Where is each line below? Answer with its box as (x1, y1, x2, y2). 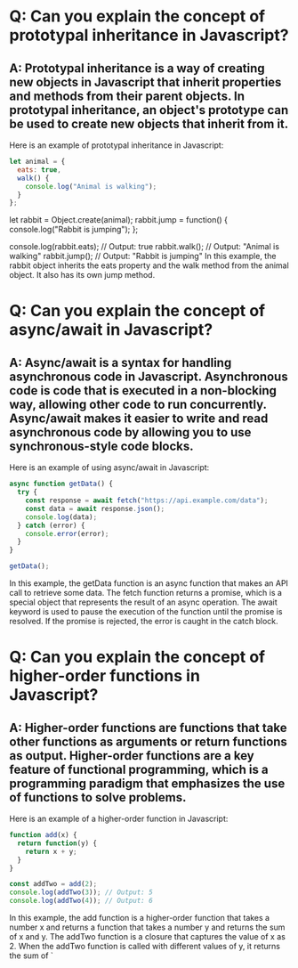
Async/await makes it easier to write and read (9, 411, 269, 426)
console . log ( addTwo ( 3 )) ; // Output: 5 (9, 888, 153, 897)
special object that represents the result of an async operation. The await (9, 597, 278, 607)
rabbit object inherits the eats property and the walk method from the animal (9, 260, 289, 271)
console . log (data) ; (25, 512, 98, 522)
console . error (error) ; (25, 529, 109, 538)
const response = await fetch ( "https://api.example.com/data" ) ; (25, 496, 269, 505)
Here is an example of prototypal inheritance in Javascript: (9, 140, 224, 150)
